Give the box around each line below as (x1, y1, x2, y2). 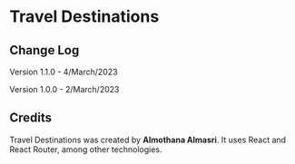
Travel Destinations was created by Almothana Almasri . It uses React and (9, 134, 287, 145)
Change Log (9, 43, 80, 58)
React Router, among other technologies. (9, 143, 162, 155)
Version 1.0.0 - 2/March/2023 (9, 84, 120, 94)
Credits (9, 111, 53, 126)
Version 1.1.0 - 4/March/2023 (9, 66, 118, 77)
